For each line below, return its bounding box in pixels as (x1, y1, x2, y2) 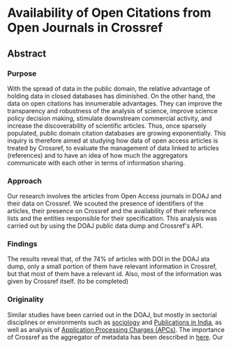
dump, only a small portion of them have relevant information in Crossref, (7, 262, 218, 270)
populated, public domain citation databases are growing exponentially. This (7, 129, 227, 137)
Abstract (7, 48, 47, 59)
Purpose (7, 68, 37, 78)
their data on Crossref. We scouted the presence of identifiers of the (7, 199, 204, 208)
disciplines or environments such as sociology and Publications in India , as (7, 318, 222, 326)
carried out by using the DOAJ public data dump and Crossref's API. (7, 222, 204, 230)
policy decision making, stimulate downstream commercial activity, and (7, 114, 212, 122)
